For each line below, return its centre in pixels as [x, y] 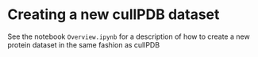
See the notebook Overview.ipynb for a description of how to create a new [129, 36]
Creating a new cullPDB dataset [114, 15]
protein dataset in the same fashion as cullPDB [84, 44]
